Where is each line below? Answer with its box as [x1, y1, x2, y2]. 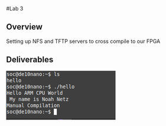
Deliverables [6, 55, 54, 65]
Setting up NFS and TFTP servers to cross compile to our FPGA [6, 38, 161, 45]
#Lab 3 [6, 5, 24, 12]
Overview [6, 22, 43, 32]
